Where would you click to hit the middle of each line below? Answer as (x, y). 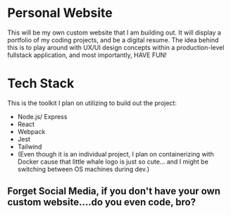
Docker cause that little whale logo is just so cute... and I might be (113, 161)
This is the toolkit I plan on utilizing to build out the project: (92, 103)
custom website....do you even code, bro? (101, 202)
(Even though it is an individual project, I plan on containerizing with (116, 154)
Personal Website (60, 13)
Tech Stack (41, 84)
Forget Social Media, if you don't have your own (114, 191)
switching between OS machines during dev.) (83, 169)
